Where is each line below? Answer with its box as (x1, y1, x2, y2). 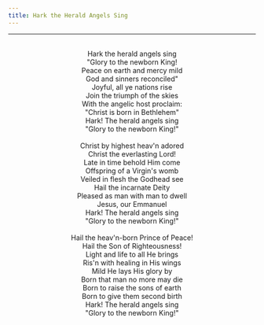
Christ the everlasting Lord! (87, 149, 177, 158)
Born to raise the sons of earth (82, 283, 182, 292)
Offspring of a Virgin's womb (85, 166, 179, 175)
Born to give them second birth (82, 291, 182, 301)
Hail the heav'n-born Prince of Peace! (70, 233, 194, 242)
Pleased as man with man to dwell (77, 190, 187, 201)
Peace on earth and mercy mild (81, 65, 183, 75)
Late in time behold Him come (83, 157, 181, 167)
